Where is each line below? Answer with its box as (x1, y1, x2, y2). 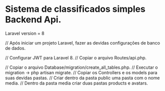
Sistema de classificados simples (5, 3, 146, 15)
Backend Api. (5, 14, 61, 25)
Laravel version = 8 (5, 30, 45, 36)
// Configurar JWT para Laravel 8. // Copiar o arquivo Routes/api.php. (5, 54, 147, 60)
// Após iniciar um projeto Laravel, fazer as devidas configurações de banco (5, 40, 160, 45)
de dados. (5, 45, 26, 51)
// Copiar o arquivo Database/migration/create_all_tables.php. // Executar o (5, 64, 158, 70)
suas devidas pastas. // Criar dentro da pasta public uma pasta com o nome (5, 75, 160, 81)
